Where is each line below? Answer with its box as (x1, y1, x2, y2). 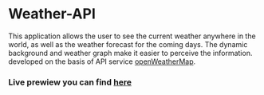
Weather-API (8, 5, 96, 23)
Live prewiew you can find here (8, 77, 132, 88)
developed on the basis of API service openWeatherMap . (8, 57, 196, 66)
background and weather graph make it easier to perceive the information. (8, 48, 253, 57)
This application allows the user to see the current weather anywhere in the (8, 31, 257, 41)
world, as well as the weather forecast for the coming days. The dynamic (8, 39, 248, 49)
